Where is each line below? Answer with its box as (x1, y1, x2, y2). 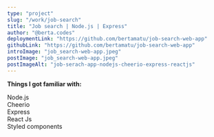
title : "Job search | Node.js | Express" (7, 23, 128, 29)
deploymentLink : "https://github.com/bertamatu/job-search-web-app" (7, 36, 208, 42)
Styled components (7, 122, 63, 130)
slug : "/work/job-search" (7, 16, 81, 23)
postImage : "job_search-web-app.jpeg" (7, 55, 118, 62)
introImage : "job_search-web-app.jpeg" (7, 49, 122, 55)
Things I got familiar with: (7, 79, 82, 88)
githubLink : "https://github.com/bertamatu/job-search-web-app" (7, 42, 195, 49)
